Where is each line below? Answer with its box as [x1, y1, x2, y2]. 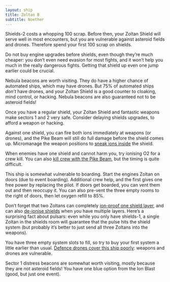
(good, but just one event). [5, 271, 61, 277]
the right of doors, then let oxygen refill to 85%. [5, 193, 105, 199]
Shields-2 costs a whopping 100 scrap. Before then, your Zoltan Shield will [5, 31, 161, 37]
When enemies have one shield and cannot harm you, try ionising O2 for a [5, 151, 161, 157]
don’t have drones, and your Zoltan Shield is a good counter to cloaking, [5, 89, 156, 95]
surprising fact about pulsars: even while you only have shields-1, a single [5, 213, 160, 219]
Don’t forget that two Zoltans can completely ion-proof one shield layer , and [5, 203, 164, 209]
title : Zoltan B [5, 12, 40, 17]
